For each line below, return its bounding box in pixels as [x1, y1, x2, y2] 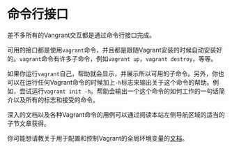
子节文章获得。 [7, 119, 50, 127]
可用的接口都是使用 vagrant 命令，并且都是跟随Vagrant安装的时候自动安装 [7, 45, 217, 54]
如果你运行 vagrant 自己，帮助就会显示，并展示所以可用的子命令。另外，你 [7, 69, 219, 78]
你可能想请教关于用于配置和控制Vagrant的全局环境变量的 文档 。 [7, 134, 189, 142]
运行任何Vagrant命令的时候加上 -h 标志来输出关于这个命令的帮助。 [25, 78, 213, 86]
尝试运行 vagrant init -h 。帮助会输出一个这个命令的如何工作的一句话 [19, 87, 219, 95]
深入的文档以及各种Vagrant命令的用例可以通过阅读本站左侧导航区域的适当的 [7, 110, 225, 119]
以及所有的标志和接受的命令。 [13, 95, 99, 104]
